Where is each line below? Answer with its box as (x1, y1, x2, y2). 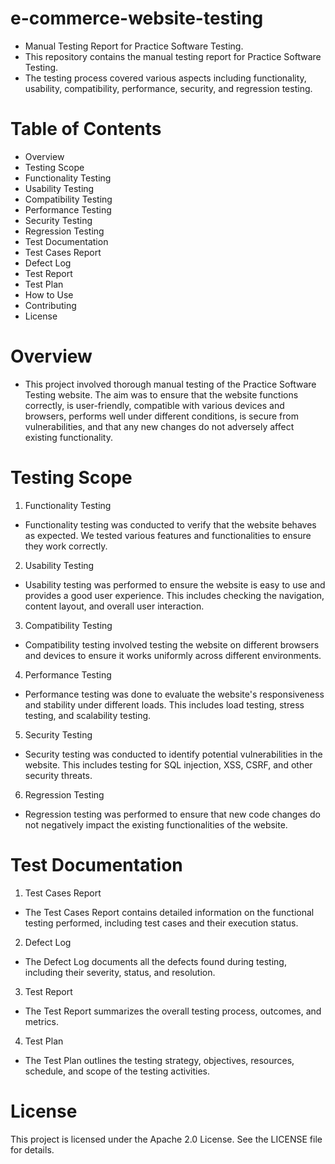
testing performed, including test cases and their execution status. (24, 917, 299, 929)
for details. (10, 1143, 55, 1156)
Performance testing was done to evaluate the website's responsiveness (24, 688, 325, 700)
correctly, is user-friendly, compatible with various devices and (24, 399, 285, 411)
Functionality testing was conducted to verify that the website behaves (24, 518, 317, 531)
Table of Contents (10, 118, 162, 141)
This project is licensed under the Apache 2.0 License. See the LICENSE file (10, 1133, 323, 1145)
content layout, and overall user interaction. (24, 600, 205, 612)
